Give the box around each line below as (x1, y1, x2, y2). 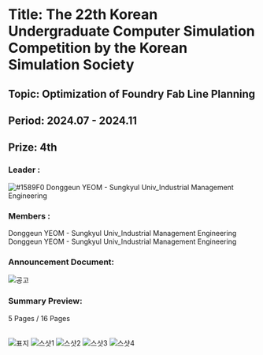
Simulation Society (8, 56, 135, 74)
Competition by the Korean (8, 39, 187, 57)
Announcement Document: (8, 256, 115, 267)
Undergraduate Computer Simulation (8, 22, 255, 40)
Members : (8, 211, 51, 222)
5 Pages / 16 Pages (8, 313, 71, 323)
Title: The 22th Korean (8, 6, 158, 24)
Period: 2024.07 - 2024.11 (8, 114, 138, 127)
